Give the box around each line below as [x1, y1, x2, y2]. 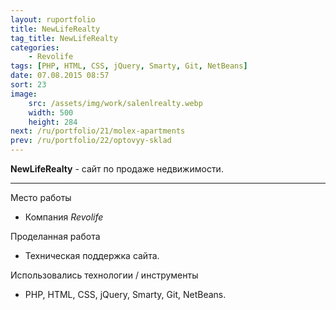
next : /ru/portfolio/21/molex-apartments [10, 126, 186, 136]
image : [10, 89, 38, 99]
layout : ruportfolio [10, 14, 97, 25]
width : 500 [28, 107, 74, 118]
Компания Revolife [24, 211, 104, 223]
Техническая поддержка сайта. [24, 250, 160, 261]
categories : [10, 42, 60, 53]
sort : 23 [10, 80, 47, 90]
